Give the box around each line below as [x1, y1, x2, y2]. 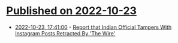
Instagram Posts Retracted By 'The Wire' [14, 29, 116, 37]
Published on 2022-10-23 [6, 4, 137, 18]
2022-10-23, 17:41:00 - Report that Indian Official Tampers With [14, 24, 172, 31]
